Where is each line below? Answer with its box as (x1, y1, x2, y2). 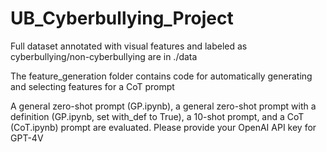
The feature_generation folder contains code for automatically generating (10, 70, 313, 82)
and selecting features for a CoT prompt (10, 80, 175, 92)
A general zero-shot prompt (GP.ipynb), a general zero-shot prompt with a (10, 100, 317, 112)
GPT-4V (10, 132, 44, 144)
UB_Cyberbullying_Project (10, 7, 234, 30)
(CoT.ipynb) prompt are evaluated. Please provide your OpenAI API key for (10, 121, 317, 133)
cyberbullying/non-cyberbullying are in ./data (10, 50, 198, 62)
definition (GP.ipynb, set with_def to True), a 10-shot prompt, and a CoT (10, 110, 305, 122)
